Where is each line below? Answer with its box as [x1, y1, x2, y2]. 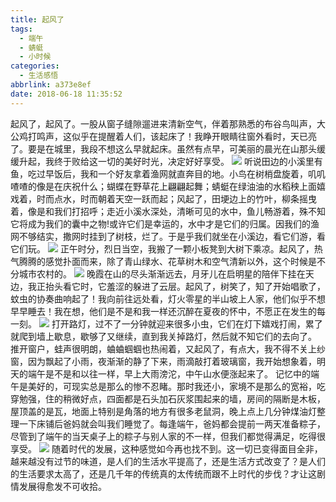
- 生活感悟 [19, 71, 59, 81]
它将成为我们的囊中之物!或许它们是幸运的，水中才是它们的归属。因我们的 [10, 217, 312, 230]
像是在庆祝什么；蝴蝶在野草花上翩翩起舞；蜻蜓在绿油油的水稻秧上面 [36, 180, 317, 192]
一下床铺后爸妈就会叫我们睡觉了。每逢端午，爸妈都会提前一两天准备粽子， [18, 417, 326, 430]
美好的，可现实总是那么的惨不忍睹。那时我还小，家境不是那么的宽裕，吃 [27, 380, 326, 392]
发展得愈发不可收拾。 [18, 480, 107, 492]
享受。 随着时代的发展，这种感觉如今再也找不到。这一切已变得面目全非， [10, 442, 323, 455]
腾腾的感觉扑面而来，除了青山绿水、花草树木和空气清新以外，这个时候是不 [18, 255, 326, 267]
